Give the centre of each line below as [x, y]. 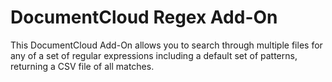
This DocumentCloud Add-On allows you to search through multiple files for [166, 45]
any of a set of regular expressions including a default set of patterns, [154, 55]
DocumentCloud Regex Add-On [144, 17]
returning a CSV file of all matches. [82, 66]
